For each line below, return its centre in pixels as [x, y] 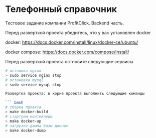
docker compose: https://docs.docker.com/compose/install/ [67, 52]
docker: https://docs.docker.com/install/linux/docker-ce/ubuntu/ [72, 42]
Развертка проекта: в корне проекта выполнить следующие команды [75, 94]
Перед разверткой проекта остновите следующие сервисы [69, 61]
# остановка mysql [24, 80]
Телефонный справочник [61, 9]
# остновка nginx [23, 71]
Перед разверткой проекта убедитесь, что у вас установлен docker [78, 32]
